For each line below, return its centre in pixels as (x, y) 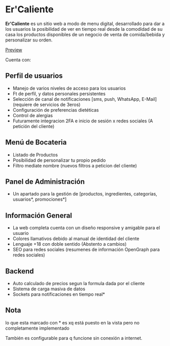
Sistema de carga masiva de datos (49, 289)
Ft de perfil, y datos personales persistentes (59, 94)
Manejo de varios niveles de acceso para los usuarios (69, 88)
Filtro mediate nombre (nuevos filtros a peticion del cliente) (75, 165)
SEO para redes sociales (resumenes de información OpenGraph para (86, 250)
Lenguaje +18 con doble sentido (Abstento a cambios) (69, 244)
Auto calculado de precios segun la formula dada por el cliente (79, 283)
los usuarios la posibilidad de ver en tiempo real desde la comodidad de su (84, 29)
